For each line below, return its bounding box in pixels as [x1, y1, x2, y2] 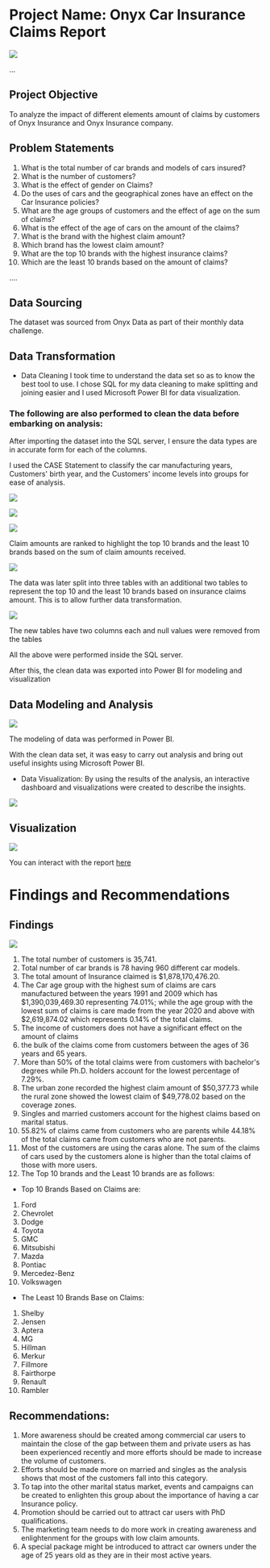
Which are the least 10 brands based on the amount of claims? [20, 256, 228, 267]
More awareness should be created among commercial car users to [20, 1430, 247, 1440]
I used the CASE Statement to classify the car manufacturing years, [9, 461, 233, 470]
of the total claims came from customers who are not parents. [20, 1135, 226, 1145]
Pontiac [20, 1260, 47, 1270]
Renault [20, 1377, 47, 1387]
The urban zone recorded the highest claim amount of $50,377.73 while [20, 1083, 259, 1093]
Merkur [20, 1351, 46, 1361]
